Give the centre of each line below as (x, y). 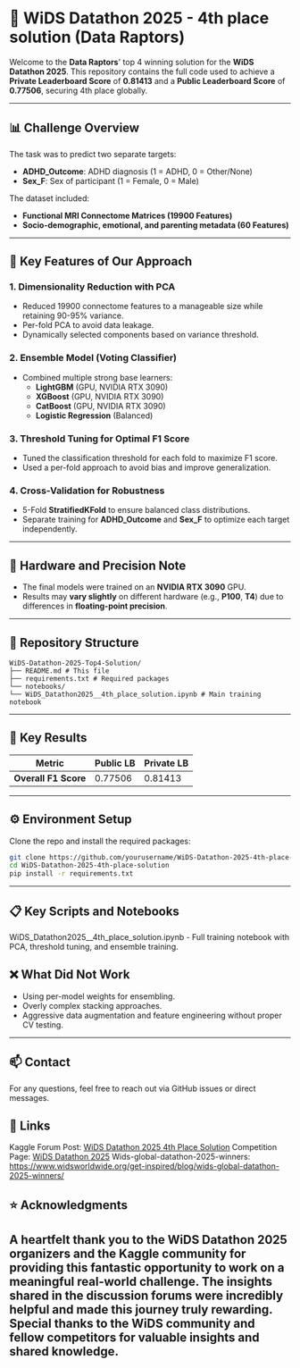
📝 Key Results (48, 738)
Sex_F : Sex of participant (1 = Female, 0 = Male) (110, 180)
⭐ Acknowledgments (68, 1205)
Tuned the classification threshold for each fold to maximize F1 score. (150, 458)
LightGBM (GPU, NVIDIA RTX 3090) (102, 387)
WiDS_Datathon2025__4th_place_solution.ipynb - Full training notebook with (150, 937)
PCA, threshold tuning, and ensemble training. (94, 947)
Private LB (167, 763)
